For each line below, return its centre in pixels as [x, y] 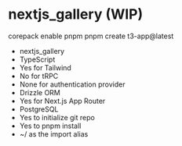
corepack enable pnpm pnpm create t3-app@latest [91, 36]
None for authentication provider [72, 84]
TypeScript [37, 59]
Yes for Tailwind [45, 67]
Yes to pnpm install [50, 126]
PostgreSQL [39, 109]
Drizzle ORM [40, 92]
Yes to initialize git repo [57, 117]
